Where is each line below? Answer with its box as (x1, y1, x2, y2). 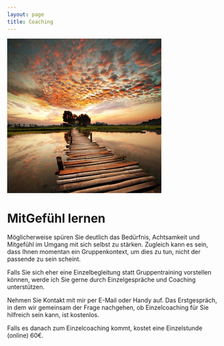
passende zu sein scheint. (7, 255, 81, 264)
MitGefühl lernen (7, 210, 106, 226)
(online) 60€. (7, 332, 44, 340)
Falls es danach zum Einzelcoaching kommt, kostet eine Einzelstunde (7, 324, 203, 332)
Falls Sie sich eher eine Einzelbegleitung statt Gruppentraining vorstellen (7, 268, 212, 277)
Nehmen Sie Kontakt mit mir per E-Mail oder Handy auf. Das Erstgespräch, (7, 296, 218, 305)
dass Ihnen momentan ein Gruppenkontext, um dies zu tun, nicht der (7, 248, 201, 256)
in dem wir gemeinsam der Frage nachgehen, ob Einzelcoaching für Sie (7, 303, 209, 312)
